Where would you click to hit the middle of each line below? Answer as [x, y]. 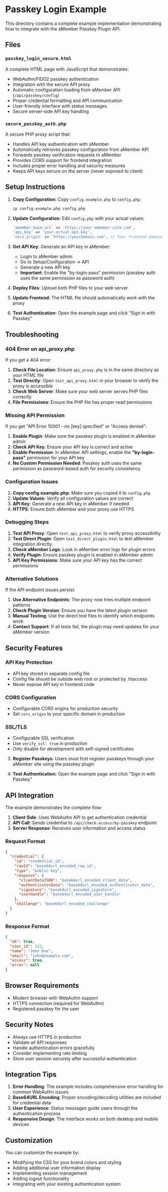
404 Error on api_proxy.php [40, 349]
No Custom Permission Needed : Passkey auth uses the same [77, 463]
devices [21, 1124]
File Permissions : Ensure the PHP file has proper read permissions [82, 402]
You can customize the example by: [42, 1153]
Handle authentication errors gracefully [54, 1048]
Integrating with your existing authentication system [67, 1184]
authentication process [36, 1114]
